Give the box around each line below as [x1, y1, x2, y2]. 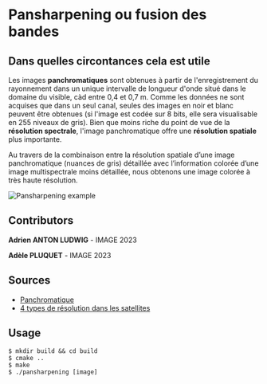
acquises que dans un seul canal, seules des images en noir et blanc [8, 101, 234, 110]
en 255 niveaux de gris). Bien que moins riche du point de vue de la [8, 118, 230, 127]
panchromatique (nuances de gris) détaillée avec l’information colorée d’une [8, 159, 259, 168]
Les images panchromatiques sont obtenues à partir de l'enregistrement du [8, 76, 259, 84]
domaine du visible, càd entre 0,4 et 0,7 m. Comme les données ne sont [8, 92, 245, 101]
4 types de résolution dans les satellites [19, 303, 151, 312]
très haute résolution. [8, 175, 78, 185]
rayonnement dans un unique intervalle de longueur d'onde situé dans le [8, 84, 247, 93]
